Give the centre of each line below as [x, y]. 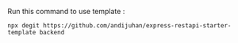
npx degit [24, 26]
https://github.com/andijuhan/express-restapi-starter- [137, 26]
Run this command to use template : [66, 11]
